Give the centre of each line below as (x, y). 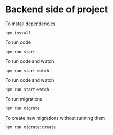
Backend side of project (57, 9)
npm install (18, 33)
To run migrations (24, 99)
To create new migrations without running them (55, 118)
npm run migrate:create (31, 127)
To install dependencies (30, 24)
